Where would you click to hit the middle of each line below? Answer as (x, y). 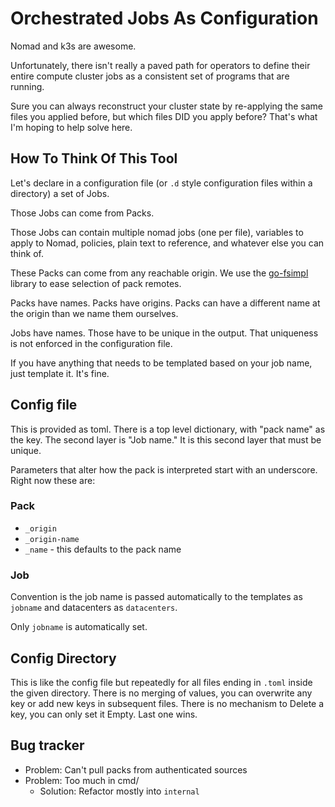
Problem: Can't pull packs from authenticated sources (136, 769)
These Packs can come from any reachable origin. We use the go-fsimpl (159, 273)
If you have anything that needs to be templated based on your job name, (161, 363)
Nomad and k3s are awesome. (73, 46)
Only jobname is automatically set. (79, 627)
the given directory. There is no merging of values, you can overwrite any (161, 693)
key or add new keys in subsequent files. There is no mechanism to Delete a (167, 703)
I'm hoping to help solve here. (71, 127)
